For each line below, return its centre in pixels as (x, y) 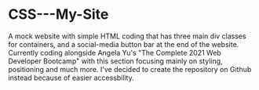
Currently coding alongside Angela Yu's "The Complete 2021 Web (115, 52)
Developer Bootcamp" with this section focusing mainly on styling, (115, 61)
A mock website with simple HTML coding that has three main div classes (127, 36)
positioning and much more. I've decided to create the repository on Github (130, 69)
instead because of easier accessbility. (71, 77)
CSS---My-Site (58, 14)
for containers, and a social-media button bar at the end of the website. (124, 44)
